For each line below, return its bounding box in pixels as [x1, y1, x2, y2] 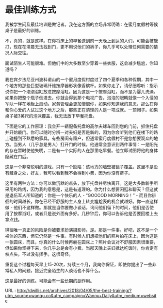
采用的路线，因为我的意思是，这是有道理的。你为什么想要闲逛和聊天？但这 [5, 186, 154, 192]
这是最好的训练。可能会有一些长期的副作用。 [5, 277, 95, 284]
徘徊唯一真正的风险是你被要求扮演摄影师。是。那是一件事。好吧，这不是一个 [5, 227, 158, 233]
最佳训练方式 [5, 4, 57, 16]
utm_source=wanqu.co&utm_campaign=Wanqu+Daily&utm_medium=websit [5, 292, 157, 298]
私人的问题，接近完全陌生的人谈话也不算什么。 [9, 267, 103, 273]
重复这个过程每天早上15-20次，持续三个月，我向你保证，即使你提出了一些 [5, 261, 153, 267]
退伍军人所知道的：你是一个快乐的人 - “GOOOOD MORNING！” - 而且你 [9, 192, 152, 198]
